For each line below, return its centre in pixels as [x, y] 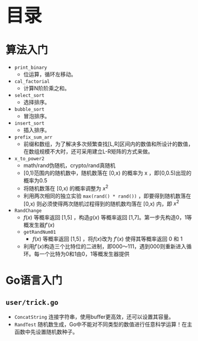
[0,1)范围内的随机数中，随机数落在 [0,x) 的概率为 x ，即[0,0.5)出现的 [107, 173]
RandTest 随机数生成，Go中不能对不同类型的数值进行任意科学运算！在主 [103, 324]
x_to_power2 [29, 158]
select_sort [29, 95]
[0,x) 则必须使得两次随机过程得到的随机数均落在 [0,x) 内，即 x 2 [101, 203]
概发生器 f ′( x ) [39, 225]
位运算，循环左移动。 [50, 74]
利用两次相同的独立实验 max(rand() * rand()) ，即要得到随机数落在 [107, 196]
